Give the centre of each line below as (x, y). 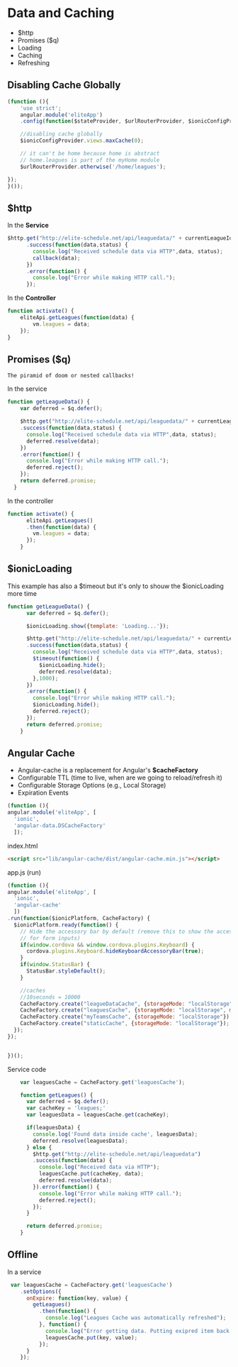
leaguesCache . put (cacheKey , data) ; (91, 1174)
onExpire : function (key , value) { (77, 1298)
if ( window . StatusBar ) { (55, 965)
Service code (27, 1069)
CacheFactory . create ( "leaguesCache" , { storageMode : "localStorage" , (123, 1010)
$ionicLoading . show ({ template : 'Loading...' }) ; (98, 626)
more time (22, 593)
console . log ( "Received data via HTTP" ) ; (99, 1167)
